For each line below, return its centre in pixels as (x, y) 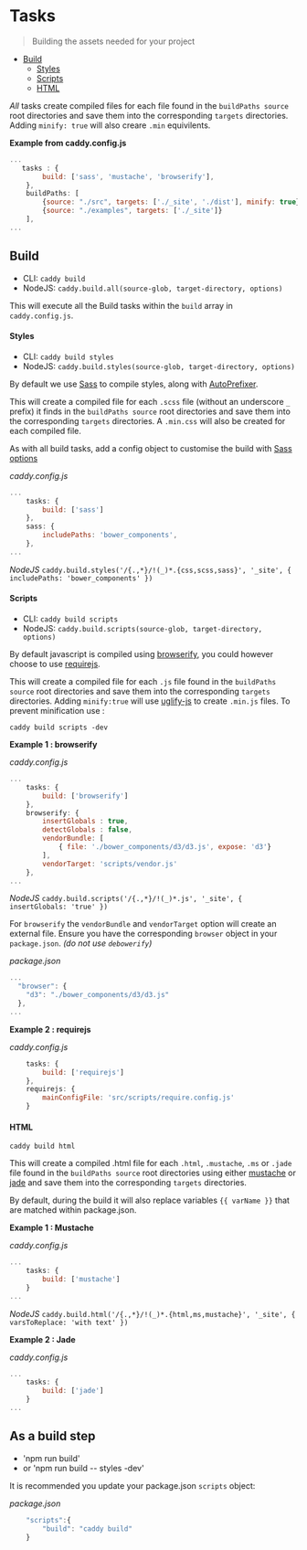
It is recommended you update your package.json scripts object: (132, 1485)
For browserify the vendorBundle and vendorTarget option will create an (143, 924)
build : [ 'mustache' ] (81, 1279)
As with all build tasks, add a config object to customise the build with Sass (151, 448)
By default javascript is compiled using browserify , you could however (142, 654)
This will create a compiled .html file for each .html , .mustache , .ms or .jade (151, 1163)
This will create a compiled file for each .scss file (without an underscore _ (150, 401)
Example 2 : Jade (42, 1339)
